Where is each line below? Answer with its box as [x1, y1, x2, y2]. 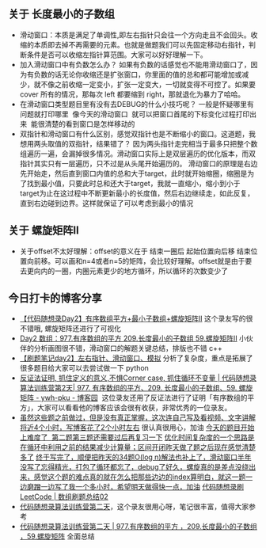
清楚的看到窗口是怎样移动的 [44, 119, 135, 128]
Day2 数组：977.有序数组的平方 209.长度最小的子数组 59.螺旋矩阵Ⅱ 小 [19, 333, 247, 343]
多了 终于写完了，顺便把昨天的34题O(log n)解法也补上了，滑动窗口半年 [19, 452, 252, 462]
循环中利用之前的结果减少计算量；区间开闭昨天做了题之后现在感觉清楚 [26, 443, 256, 452]
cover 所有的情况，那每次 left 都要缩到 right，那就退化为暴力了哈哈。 [19, 89, 245, 99]
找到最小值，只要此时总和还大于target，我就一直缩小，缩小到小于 [26, 178, 241, 188]
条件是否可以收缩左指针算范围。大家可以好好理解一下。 [26, 50, 207, 59]
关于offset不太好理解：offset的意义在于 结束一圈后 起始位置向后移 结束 [19, 246, 251, 256]
